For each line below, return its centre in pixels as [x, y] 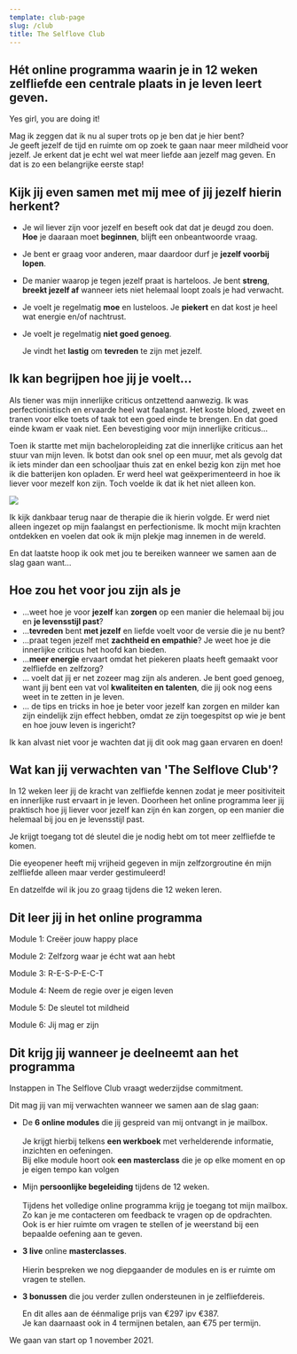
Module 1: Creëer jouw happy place [74, 939]
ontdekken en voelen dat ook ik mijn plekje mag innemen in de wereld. [137, 536]
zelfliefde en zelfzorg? [63, 668]
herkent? [35, 206]
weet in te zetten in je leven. [73, 696]
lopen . [34, 263]
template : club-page [47, 17]
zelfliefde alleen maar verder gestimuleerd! [87, 873]
